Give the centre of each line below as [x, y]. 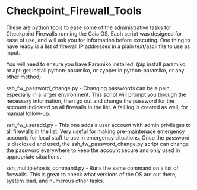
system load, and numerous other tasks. [55, 180]
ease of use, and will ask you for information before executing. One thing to [99, 40]
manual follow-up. [28, 113]
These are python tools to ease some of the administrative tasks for [89, 27]
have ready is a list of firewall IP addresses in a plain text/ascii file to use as [98, 46]
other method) [24, 77]
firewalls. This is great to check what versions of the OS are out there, [91, 174]
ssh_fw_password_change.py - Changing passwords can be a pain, [88, 88]
